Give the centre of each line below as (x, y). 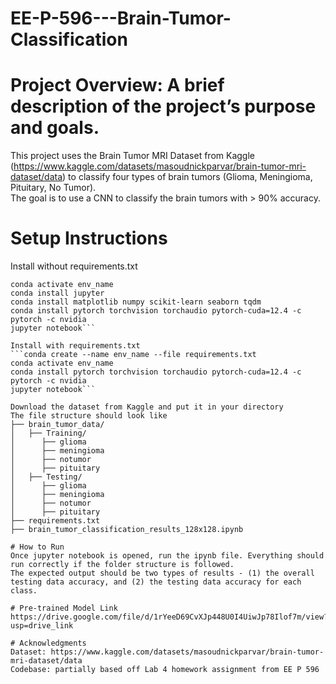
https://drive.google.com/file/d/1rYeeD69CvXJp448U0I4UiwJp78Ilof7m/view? (169, 617)
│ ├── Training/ (48, 433)
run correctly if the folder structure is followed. (122, 565)
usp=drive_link (42, 626)
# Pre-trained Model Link (64, 608)
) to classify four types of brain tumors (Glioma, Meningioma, (187, 177)
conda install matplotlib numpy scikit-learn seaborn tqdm (136, 302)
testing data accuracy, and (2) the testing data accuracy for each (156, 582)
